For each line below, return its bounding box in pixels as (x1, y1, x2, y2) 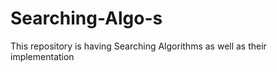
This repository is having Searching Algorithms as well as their (10, 40, 267, 52)
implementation (10, 50, 75, 62)
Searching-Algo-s (10, 7, 163, 30)
